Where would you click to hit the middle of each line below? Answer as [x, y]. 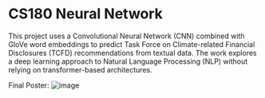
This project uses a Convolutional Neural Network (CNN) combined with [127, 36]
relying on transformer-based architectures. [81, 69]
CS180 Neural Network [86, 14]
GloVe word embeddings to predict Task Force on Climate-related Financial [132, 44]
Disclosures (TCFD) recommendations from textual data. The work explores [132, 53]
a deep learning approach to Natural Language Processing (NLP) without [128, 61]
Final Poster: [29, 85]
